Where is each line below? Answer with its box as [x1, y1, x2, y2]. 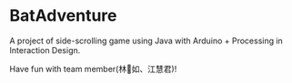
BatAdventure [9, 5, 117, 26]
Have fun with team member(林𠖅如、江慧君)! [9, 63, 177, 74]
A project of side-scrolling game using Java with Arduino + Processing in [9, 35, 284, 46]
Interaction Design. [9, 44, 81, 55]
